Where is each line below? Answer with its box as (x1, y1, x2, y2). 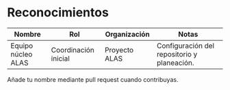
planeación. (156, 58, 194, 67)
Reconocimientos (7, 5, 110, 20)
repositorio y (156, 49, 198, 59)
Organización (105, 29, 151, 39)
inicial (51, 53, 70, 63)
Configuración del (156, 41, 214, 50)
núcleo (10, 49, 33, 59)
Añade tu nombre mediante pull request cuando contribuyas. (7, 75, 179, 83)
